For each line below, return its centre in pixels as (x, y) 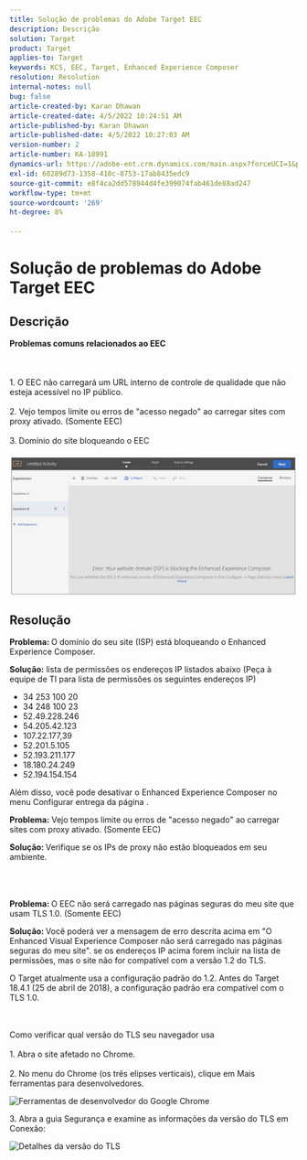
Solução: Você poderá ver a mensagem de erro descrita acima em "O (141, 931)
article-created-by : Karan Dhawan (75, 106)
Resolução (40, 620)
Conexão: (27, 1129)
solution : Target (42, 38)
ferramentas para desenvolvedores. (77, 1083)
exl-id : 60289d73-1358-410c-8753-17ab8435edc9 (100, 174)
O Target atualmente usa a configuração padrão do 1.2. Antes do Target (144, 978)
